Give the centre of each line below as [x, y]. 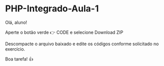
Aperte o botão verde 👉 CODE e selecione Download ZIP [64, 32]
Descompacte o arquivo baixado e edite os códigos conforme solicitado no [82, 44]
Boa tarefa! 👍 [19, 59]
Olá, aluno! [16, 22]
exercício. [15, 49]
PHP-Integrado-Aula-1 [52, 9]
